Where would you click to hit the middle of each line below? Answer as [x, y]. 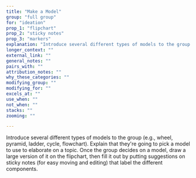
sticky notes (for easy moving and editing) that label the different [85, 163]
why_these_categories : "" [38, 77]
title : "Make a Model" [34, 11]
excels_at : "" [23, 94]
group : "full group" [31, 17]
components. [22, 169]
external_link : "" [28, 55]
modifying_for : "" [28, 88]
